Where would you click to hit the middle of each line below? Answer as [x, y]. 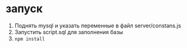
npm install [30, 39]
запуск [24, 9]
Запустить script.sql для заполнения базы [69, 32]
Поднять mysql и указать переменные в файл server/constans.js [98, 26]
